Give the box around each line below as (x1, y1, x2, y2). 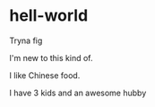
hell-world (9, 5, 89, 26)
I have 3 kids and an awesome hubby (9, 87, 147, 98)
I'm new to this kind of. (9, 52, 93, 63)
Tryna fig (9, 35, 43, 46)
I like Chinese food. (9, 69, 81, 81)
